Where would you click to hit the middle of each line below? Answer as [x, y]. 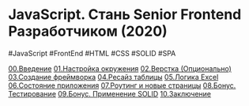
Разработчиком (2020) [88, 31]
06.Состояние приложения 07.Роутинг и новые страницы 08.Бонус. [122, 85]
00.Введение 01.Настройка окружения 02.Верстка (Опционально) [120, 68]
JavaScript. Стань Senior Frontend [125, 15]
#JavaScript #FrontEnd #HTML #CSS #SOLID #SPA [92, 53]
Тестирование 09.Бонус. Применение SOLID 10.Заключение [110, 93]
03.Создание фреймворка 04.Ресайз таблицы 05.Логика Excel [113, 77]
